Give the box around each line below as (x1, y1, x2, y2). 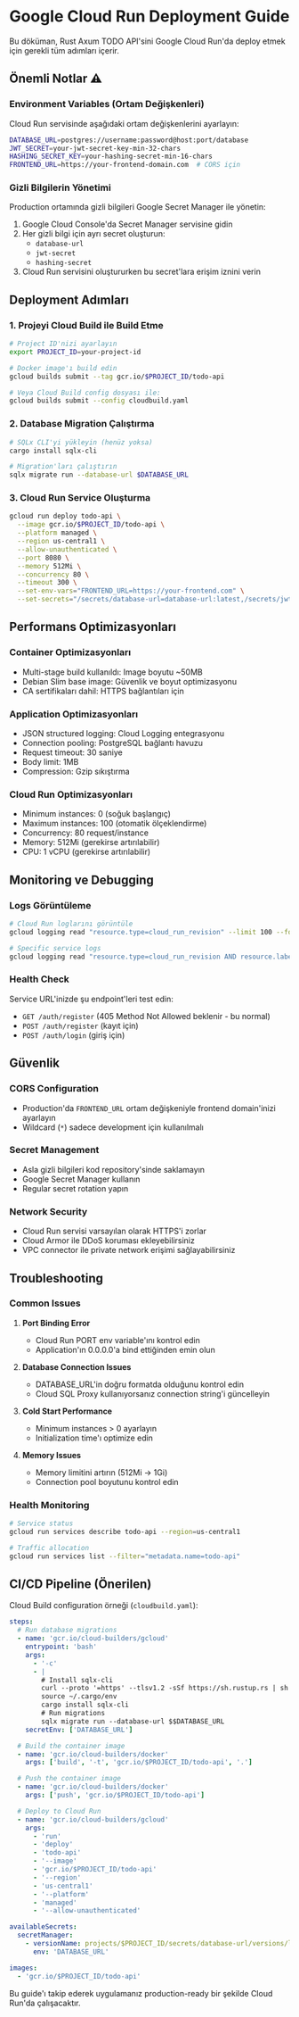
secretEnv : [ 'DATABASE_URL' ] (25, 1725, 133, 1734)
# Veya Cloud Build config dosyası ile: (9, 388, 162, 397)
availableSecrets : (9, 1922, 77, 1931)
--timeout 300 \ (17, 578, 77, 587)
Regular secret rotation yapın (21, 1183, 129, 1193)
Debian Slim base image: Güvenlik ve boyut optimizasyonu (21, 676, 238, 686)
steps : (9, 1617, 34, 1626)
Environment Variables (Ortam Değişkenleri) (9, 98, 205, 111)
